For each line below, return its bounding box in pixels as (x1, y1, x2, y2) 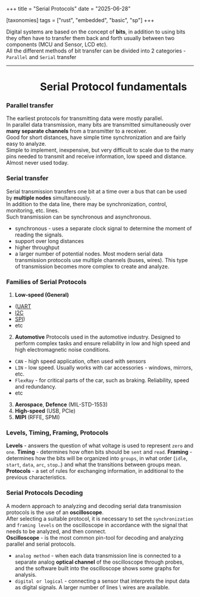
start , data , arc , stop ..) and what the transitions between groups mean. (6, 461, 182, 468)
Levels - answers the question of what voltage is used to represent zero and (6, 442, 193, 450)
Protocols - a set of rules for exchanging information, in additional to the (6, 467, 184, 475)
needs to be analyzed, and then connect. (6, 528, 107, 535)
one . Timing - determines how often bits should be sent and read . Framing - (6, 448, 192, 456)
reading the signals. (14, 231, 64, 238)
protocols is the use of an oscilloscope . (6, 509, 104, 516)
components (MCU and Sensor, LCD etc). (6, 41, 108, 48)
